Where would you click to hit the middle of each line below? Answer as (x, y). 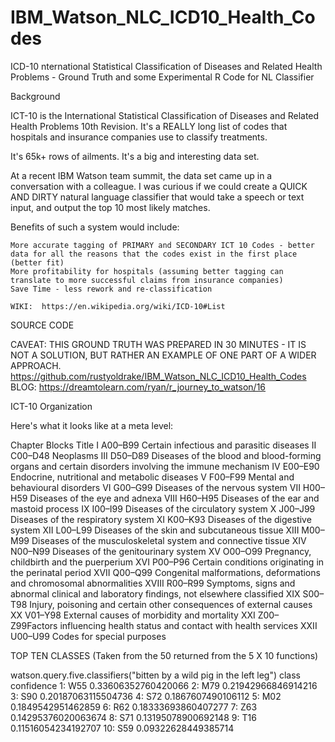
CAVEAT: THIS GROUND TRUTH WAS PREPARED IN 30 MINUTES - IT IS (158, 344)
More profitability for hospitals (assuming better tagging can (147, 271)
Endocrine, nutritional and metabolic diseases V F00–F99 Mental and (152, 477)
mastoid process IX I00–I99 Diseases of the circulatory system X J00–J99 (163, 508)
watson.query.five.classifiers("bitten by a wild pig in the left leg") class (156, 675)
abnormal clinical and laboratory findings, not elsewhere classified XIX (155, 593)
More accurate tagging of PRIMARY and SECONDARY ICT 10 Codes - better (162, 245)
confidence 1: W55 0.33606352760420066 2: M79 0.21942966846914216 (164, 685)
